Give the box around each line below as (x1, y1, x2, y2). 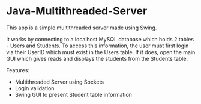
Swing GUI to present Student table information (14, 91, 132, 98)
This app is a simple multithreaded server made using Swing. (6, 24, 157, 31)
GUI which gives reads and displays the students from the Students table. (6, 55, 188, 62)
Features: (6, 66, 30, 73)
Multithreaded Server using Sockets (14, 78, 104, 85)
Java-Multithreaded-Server (6, 4, 148, 18)
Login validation (14, 84, 55, 91)
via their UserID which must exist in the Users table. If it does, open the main (6, 48, 196, 55)
